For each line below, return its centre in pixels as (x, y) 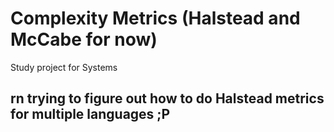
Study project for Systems (64, 67)
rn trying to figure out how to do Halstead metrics (167, 98)
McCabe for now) (84, 39)
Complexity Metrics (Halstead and (155, 18)
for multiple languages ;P (90, 114)
